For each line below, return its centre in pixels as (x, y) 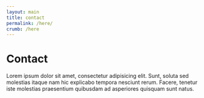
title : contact (26, 18)
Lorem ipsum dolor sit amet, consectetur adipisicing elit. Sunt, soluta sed (97, 76)
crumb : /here (23, 29)
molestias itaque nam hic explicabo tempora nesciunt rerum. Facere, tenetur (102, 82)
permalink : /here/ (30, 23)
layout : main (23, 12)
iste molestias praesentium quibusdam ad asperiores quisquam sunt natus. (100, 89)
